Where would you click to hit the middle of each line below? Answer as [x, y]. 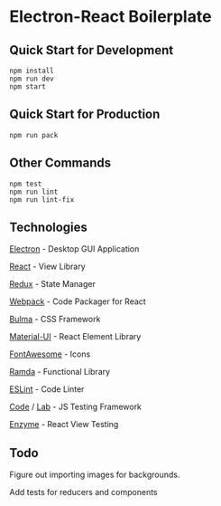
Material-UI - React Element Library [75, 337]
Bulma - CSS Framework [55, 320]
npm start [28, 87]
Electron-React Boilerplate [110, 17]
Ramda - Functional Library [60, 372]
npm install [32, 71]
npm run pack [34, 135]
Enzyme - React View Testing [64, 425]
